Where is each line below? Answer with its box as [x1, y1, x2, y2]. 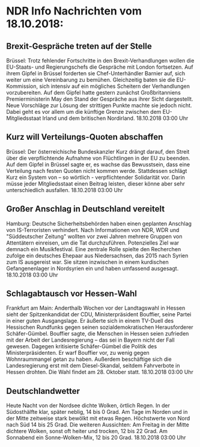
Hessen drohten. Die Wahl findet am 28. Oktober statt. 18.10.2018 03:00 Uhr [6, 369, 194, 376]
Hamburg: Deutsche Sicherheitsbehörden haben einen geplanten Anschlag [6, 220, 192, 227]
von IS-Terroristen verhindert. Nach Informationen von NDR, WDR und [6, 226, 180, 233]
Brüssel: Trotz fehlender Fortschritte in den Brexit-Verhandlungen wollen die [6, 57, 195, 64]
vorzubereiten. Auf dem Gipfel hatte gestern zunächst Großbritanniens [6, 89, 181, 96]
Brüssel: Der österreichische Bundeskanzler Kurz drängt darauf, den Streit [6, 148, 190, 155]
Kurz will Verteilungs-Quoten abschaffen [6, 132, 163, 142]
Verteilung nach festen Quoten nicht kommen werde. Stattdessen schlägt [6, 167, 187, 174]
